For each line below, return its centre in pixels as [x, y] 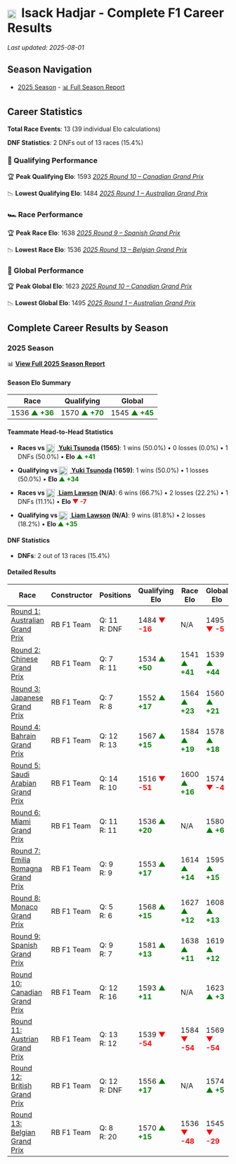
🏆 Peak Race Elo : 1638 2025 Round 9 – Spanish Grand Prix [94, 233]
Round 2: [26, 650]
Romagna [26, 868]
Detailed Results [32, 572]
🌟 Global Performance [46, 271]
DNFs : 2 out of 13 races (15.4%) [64, 556]
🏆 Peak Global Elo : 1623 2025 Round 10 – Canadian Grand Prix [100, 286]
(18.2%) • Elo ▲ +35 [47, 524]
